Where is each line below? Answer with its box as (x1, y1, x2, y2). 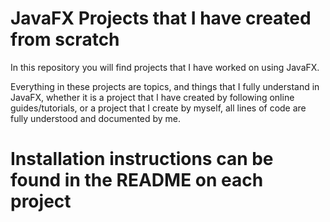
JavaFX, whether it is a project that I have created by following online (10, 91, 295, 103)
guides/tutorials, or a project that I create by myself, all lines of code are (10, 102, 307, 114)
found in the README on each (10, 169, 264, 192)
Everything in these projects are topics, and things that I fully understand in (10, 80, 320, 92)
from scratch (10, 28, 120, 51)
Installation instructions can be (10, 148, 274, 171)
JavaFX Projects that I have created (10, 7, 312, 30)
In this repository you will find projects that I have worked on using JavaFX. (10, 61, 320, 73)
